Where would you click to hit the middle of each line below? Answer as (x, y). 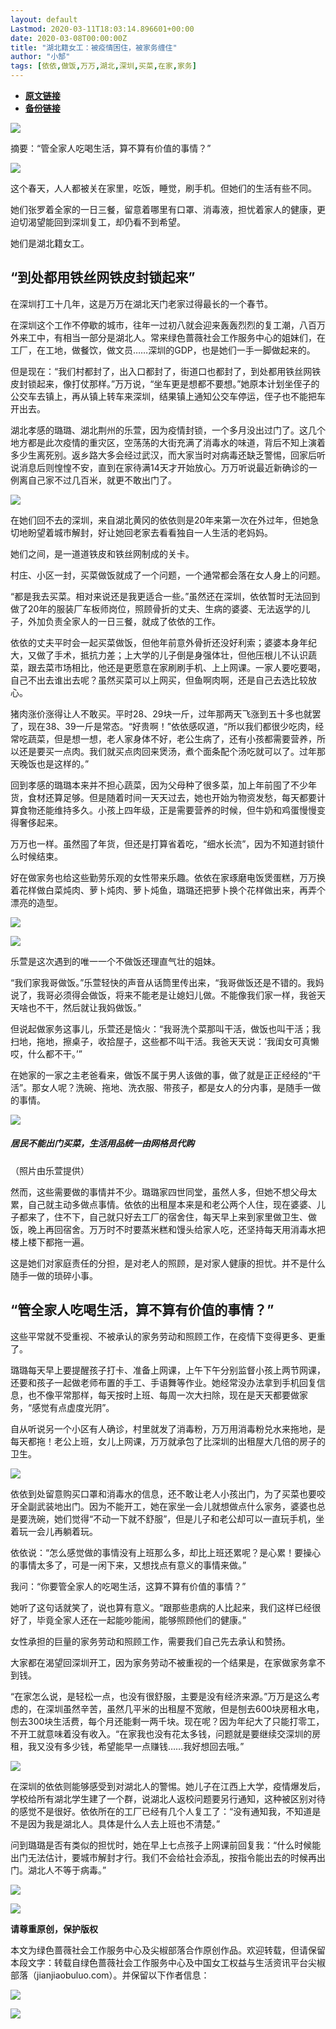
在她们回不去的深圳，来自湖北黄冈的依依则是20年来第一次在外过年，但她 (160, 520)
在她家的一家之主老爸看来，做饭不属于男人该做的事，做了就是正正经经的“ (161, 1075)
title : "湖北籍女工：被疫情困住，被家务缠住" (94, 47)
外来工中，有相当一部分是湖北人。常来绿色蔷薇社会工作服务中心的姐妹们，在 (168, 337)
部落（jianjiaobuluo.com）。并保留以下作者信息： (110, 1975)
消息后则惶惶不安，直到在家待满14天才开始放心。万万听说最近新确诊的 (163, 467)
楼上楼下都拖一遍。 (50, 1242)
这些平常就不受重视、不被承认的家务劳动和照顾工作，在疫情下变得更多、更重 (168, 1336)
